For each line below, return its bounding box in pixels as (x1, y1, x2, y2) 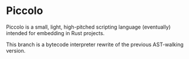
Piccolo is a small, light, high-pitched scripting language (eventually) (6, 23, 171, 30)
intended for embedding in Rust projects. (6, 29, 105, 36)
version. (6, 47, 26, 54)
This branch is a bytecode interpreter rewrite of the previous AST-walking (6, 41, 184, 48)
